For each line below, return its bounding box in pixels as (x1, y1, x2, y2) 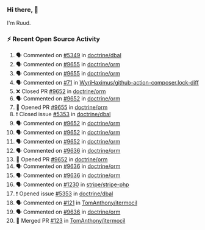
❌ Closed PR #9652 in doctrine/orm (15, 88, 106, 95)
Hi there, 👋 (7, 5, 39, 14)
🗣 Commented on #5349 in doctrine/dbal (15, 51, 121, 58)
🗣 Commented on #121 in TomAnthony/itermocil (15, 199, 138, 206)
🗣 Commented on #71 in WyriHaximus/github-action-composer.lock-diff (15, 78, 199, 86)
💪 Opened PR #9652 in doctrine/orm (15, 155, 108, 163)
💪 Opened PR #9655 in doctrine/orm (15, 103, 108, 111)
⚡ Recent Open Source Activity (7, 35, 100, 43)
